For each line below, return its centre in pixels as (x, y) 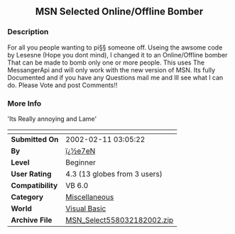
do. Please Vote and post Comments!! (62, 85)
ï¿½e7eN (81, 150)
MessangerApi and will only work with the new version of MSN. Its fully (111, 69)
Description (28, 32)
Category (27, 196)
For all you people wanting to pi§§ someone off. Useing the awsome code (115, 47)
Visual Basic (86, 208)
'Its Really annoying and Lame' (52, 118)
